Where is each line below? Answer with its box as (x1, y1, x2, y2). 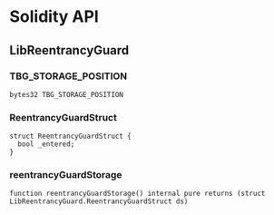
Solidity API (9, 6, 100, 27)
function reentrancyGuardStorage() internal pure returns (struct (9, 189, 266, 199)
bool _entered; (17, 140, 75, 149)
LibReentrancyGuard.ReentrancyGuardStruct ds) (9, 197, 189, 206)
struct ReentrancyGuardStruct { (9, 132, 132, 142)
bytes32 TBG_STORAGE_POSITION (9, 90, 124, 99)
